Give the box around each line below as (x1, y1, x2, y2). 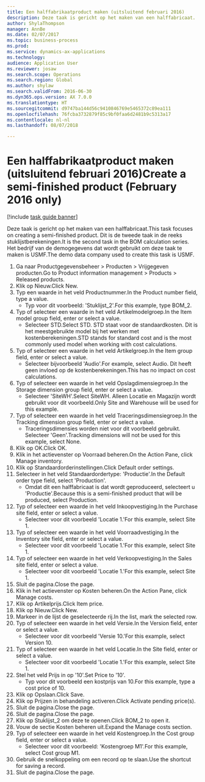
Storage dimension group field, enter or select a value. (15, 386, 153, 394)
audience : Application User (7, 60, 79, 66)
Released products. (15, 276, 65, 283)
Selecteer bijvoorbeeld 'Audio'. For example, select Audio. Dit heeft (24, 360, 192, 367)
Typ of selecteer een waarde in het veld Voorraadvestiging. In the (15, 529, 179, 536)
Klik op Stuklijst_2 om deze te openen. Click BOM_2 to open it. (15, 717, 170, 724)
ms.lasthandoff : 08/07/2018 (7, 123, 79, 129)
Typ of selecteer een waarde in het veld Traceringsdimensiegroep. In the (15, 412, 198, 419)
